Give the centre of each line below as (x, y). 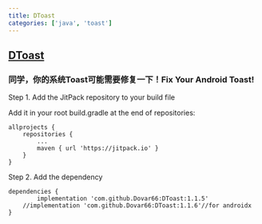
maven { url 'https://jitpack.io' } (98, 148)
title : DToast (32, 16)
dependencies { (34, 192)
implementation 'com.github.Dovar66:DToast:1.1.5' (123, 199)
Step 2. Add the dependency (56, 177)
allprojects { (32, 128)
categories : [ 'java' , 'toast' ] (60, 23)
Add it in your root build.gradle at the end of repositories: (102, 113)
